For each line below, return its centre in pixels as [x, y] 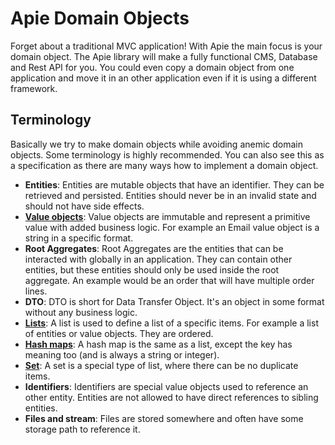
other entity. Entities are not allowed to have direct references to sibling [171, 397]
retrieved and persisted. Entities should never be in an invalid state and [170, 195]
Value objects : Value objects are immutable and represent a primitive [167, 216]
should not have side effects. [84, 206]
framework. [34, 88]
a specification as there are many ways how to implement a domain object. [164, 165]
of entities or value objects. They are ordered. [119, 333]
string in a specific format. [79, 238]
